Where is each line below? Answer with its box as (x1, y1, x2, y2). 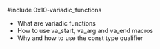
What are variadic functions (17, 19, 97, 27)
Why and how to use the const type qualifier (17, 34, 143, 42)
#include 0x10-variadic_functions (7, 6, 102, 14)
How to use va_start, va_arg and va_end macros (17, 27, 154, 35)
